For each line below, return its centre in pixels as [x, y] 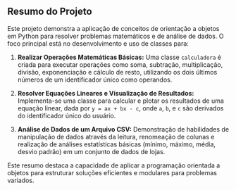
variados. [21, 180]
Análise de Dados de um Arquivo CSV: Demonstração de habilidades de [123, 129]
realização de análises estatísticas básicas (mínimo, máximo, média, [117, 144]
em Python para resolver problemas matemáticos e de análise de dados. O [116, 36]
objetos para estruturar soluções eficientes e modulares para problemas [112, 172]
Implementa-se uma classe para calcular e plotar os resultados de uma [120, 101]
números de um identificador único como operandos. [95, 80]
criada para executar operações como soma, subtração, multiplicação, [120, 64]
